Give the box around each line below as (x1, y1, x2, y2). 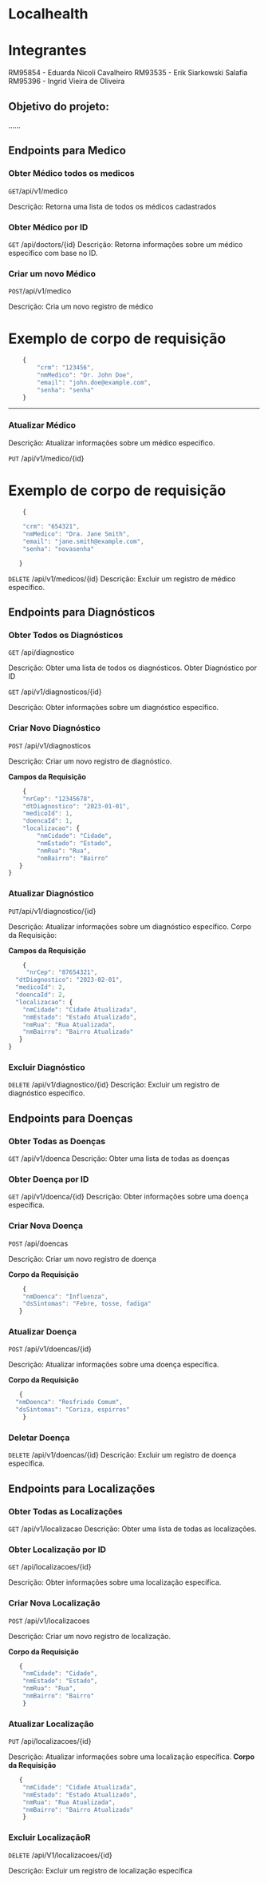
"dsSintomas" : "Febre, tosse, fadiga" (22, 1300, 152, 1308)
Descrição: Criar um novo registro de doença (8, 1254, 157, 1263)
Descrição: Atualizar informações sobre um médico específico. (8, 437, 215, 448)
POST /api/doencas (8, 1239, 69, 1248)
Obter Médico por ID (8, 221, 89, 233)
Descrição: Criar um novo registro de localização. (8, 1631, 171, 1641)
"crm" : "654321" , (22, 523, 81, 531)
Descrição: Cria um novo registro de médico (8, 301, 154, 312)
